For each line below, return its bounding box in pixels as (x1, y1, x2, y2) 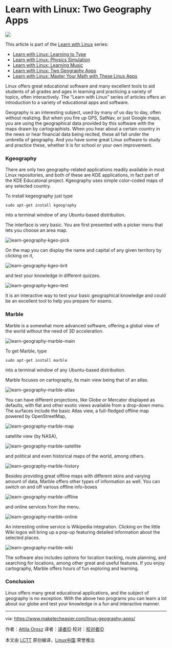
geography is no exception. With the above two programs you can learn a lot (5, 595, 167, 601)
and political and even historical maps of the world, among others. (5, 453, 145, 459)
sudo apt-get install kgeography (5, 203, 77, 208)
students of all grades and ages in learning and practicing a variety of (5, 88, 152, 95)
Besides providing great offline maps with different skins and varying (5, 473, 150, 479)
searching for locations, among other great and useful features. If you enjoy (5, 560, 165, 566)
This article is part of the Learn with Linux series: (5, 41, 109, 47)
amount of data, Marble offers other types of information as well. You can (5, 478, 160, 484)
